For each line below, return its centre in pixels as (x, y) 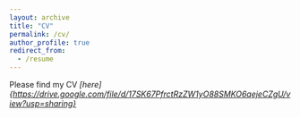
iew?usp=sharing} (43, 103)
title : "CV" (31, 26)
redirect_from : (38, 51)
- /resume (35, 59)
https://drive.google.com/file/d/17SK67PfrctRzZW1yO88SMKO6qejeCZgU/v (151, 94)
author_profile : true (50, 42)
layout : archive (39, 17)
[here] (90, 84)
